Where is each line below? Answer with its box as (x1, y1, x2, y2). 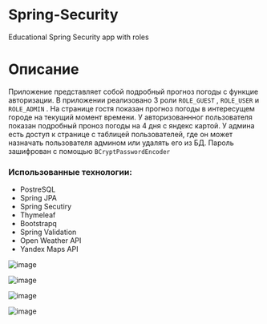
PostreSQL (19, 184, 56, 194)
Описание (8, 60, 79, 79)
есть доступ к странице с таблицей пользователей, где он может (8, 129, 233, 139)
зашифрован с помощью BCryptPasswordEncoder (8, 146, 171, 156)
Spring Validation (19, 227, 77, 237)
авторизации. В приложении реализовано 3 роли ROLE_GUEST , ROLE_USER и (8, 95, 259, 105)
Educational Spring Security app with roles (8, 32, 150, 42)
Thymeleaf (19, 210, 56, 220)
